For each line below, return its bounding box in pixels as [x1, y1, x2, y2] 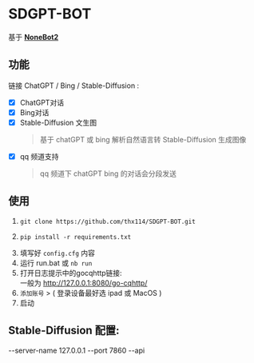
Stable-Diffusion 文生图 [19, 118, 97, 127]
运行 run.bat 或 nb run [19, 257, 93, 268]
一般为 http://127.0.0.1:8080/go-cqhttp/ [19, 277, 148, 288]
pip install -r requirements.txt [19, 233, 132, 241]
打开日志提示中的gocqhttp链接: [19, 268, 122, 277]
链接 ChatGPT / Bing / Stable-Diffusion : [8, 81, 140, 90]
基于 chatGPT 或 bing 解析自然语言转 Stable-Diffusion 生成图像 [39, 134, 247, 144]
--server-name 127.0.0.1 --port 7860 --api [8, 345, 145, 355]
